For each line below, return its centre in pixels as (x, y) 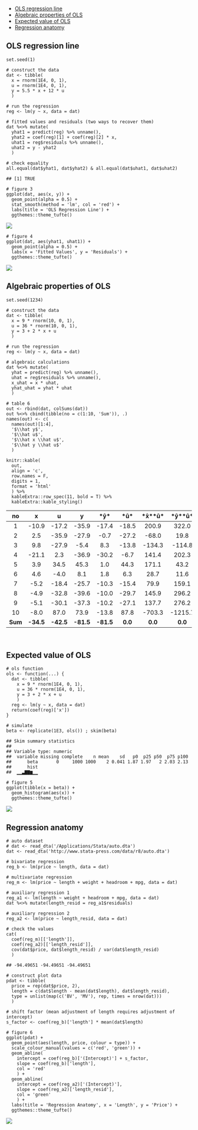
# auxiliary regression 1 (38, 893)
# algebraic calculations (38, 362)
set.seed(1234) (25, 300)
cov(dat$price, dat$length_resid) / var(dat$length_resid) (85, 950)
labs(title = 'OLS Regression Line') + (60, 209)
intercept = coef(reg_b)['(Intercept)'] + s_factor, (83, 1058)
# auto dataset (25, 841)
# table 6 (18, 403)
